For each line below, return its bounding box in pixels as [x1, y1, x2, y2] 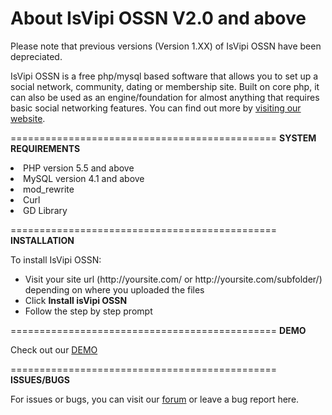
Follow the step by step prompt [24, 305, 153, 317]
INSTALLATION [10, 234, 75, 246]
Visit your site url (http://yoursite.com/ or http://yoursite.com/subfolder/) [24, 273, 323, 285]
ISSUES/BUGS [10, 373, 70, 386]
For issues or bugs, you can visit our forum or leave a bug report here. [10, 393, 300, 405]
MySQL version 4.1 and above [23, 172, 145, 184]
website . [10, 112, 46, 124]
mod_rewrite [23, 183, 75, 195]
